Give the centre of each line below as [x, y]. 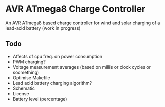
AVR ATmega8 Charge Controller [75, 9]
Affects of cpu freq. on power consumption [57, 56]
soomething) [26, 72]
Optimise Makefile [31, 77]
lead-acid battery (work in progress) [43, 28]
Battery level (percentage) [40, 99]
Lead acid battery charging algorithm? [52, 83]
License [21, 93]
